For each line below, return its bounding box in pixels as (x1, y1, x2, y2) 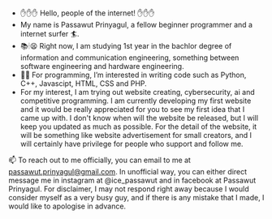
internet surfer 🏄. (19, 29, 80, 38)
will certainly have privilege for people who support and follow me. (19, 139, 244, 148)
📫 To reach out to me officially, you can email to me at (8, 155, 191, 165)
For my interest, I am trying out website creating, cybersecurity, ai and (19, 88, 255, 97)
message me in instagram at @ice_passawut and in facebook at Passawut (8, 175, 257, 185)
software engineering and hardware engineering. (19, 62, 184, 71)
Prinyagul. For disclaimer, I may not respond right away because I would (8, 184, 249, 194)
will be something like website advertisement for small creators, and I (19, 131, 252, 140)
